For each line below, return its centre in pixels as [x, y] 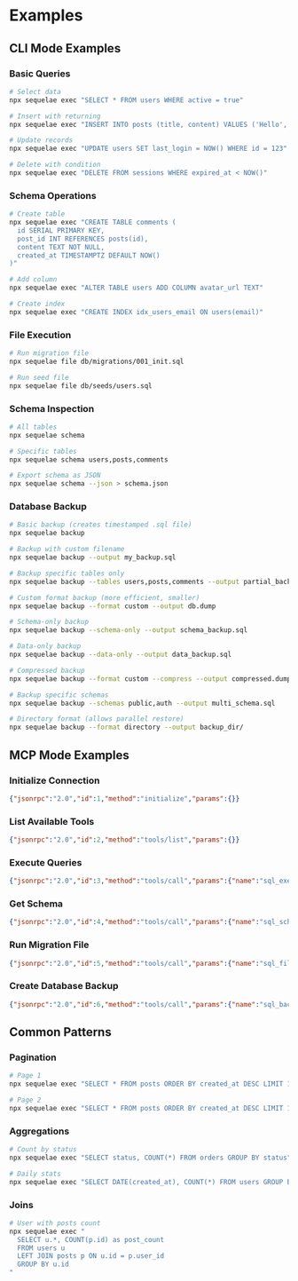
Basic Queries [40, 74]
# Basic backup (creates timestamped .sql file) [101, 525]
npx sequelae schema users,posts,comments [89, 459]
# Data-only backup [45, 646]
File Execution [40, 335]
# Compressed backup [47, 670]
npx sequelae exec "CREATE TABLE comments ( [93, 223]
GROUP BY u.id [43, 1265]
